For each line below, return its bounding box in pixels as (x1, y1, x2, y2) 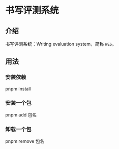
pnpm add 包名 (5, 111, 37, 117)
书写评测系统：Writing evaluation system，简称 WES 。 (5, 41, 117, 47)
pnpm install (5, 85, 31, 92)
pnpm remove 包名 (5, 138, 45, 144)
